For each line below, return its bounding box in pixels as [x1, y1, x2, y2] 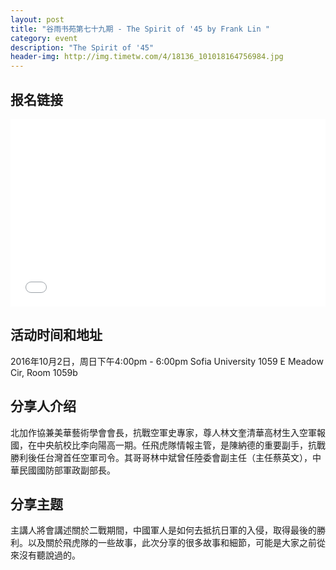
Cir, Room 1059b [10, 366, 78, 378]
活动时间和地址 [10, 327, 103, 344]
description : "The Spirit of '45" [10, 42, 155, 53]
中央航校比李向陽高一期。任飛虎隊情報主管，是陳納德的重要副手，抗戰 [36, 439, 326, 451]
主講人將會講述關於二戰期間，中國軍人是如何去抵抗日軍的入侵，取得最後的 [10, 524, 317, 536]
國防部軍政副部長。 [36, 464, 116, 476]
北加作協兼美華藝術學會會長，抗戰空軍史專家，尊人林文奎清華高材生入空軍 [10, 426, 317, 438]
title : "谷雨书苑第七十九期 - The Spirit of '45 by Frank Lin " [10, 24, 270, 34]
